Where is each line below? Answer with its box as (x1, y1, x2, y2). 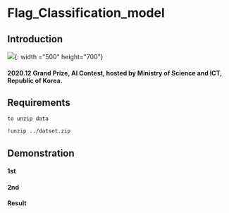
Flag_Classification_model (7, 5, 166, 21)
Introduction (7, 33, 63, 45)
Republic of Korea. (7, 76, 63, 85)
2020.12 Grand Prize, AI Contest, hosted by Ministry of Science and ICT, (7, 68, 223, 77)
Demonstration (7, 147, 75, 159)
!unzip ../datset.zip (7, 128, 71, 135)
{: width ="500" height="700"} (14, 53, 104, 61)
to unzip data (7, 115, 49, 123)
